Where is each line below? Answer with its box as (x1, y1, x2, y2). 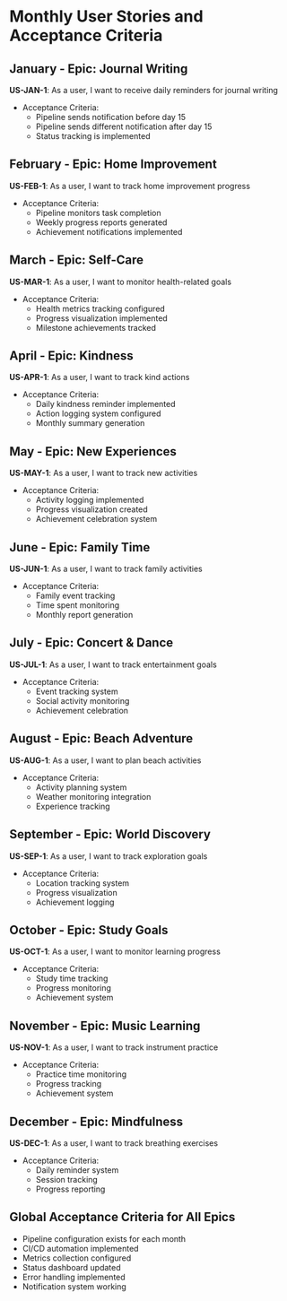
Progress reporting (35, 1184, 106, 1194)
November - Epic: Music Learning (9, 1018, 201, 1033)
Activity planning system (35, 782, 127, 793)
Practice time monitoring (35, 1069, 127, 1080)
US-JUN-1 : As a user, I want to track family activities (9, 563, 204, 575)
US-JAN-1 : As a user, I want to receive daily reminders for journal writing (9, 85, 278, 95)
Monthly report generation (35, 610, 134, 620)
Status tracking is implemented (35, 131, 151, 141)
